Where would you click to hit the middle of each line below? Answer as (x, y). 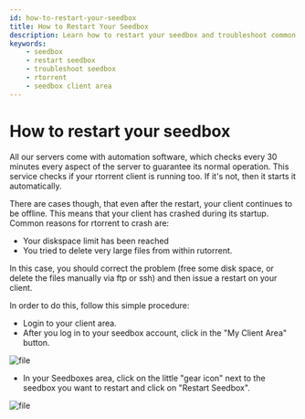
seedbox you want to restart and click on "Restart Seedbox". (137, 387)
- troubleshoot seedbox (71, 70)
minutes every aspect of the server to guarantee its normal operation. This (149, 167)
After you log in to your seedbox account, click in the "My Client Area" (155, 333)
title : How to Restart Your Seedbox (79, 27)
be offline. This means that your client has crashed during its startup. (139, 213)
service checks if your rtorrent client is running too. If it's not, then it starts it (153, 176)
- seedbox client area (69, 86)
